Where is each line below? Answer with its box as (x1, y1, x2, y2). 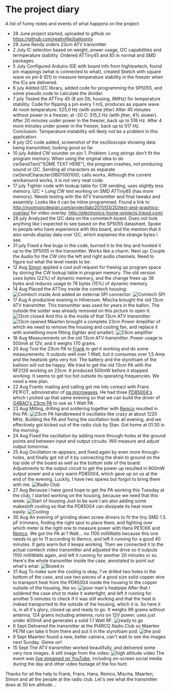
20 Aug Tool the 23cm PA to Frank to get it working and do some (12, 345, 149, 351)
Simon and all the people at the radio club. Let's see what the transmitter (5, 676, 158, 682)
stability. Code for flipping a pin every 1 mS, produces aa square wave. (12, 101, 161, 107)
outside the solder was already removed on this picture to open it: (12, 307, 151, 314)
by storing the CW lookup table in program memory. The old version (12, 270, 156, 276)
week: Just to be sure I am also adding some (12, 498, 147, 504)
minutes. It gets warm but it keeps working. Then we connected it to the (12, 541, 164, 547)
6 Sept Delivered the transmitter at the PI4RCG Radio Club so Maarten (12, 622, 160, 629)
